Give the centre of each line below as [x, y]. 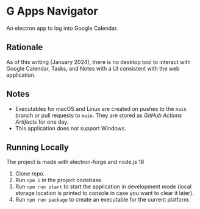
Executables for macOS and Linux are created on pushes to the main [101, 108]
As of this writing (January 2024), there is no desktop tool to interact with [98, 62]
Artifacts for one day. [42, 122]
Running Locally [37, 147]
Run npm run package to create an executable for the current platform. [102, 200]
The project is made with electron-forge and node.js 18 [75, 162]
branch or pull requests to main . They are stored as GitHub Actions [98, 115]
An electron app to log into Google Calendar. [62, 28]
